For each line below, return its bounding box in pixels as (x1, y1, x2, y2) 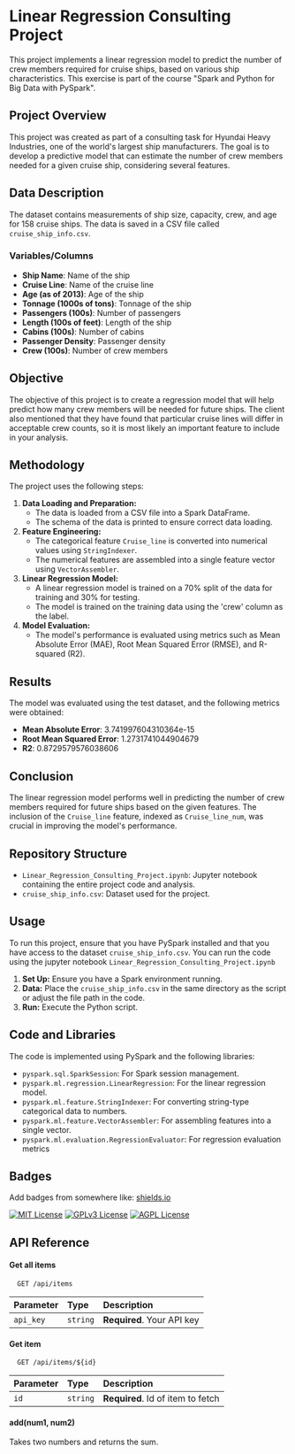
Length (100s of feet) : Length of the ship (21, 317, 172, 327)
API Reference (9, 1235, 90, 1250)
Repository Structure (9, 846, 128, 861)
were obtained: (9, 707, 64, 718)
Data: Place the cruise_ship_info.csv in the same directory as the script (21, 982, 287, 993)
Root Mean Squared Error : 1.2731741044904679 (21, 734, 200, 744)
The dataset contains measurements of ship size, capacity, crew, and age (9, 209, 277, 219)
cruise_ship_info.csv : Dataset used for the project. (21, 888, 210, 899)
